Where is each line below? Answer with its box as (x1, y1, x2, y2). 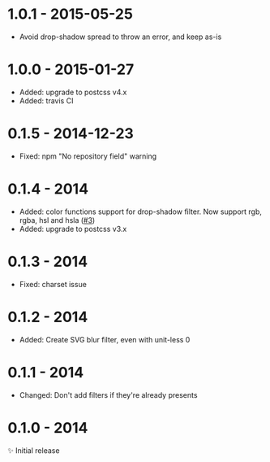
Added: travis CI (19, 95, 74, 106)
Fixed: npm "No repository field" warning (19, 151, 157, 161)
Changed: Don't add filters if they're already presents (19, 390, 198, 399)
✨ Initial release (7, 445, 60, 455)
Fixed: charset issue (19, 279, 87, 289)
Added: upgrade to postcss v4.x (19, 87, 127, 97)
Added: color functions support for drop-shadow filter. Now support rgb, (19, 207, 263, 216)
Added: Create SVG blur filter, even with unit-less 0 (19, 334, 191, 344)
